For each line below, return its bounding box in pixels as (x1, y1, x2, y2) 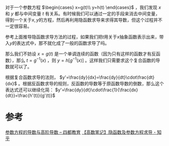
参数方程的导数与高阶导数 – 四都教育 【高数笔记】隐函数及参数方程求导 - (5, 129, 156, 135)
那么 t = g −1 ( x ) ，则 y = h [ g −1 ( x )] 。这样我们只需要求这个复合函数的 (16, 57, 156, 63)
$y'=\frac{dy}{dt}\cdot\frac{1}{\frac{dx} (54, 87, 138, 93)
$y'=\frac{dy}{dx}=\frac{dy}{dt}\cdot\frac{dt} (59, 74, 155, 80)
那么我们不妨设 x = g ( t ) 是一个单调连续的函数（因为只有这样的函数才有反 (5, 51, 156, 57)
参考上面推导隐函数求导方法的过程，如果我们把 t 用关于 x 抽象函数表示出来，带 (5, 34, 164, 40)
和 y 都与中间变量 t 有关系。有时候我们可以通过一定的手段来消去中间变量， (5, 11, 160, 17)
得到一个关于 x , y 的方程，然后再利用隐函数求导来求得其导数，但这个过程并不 (5, 17, 162, 23)
